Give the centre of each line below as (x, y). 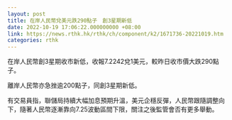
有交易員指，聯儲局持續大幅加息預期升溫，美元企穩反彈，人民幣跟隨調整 (113, 101)
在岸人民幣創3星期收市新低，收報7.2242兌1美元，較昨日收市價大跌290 (110, 62)
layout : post (27, 14)
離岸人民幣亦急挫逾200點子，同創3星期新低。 (74, 85)
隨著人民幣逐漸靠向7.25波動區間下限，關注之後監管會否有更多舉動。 (119, 109)
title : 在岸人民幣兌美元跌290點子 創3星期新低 (70, 21)
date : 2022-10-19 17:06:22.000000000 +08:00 (74, 27)
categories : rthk (33, 40)
